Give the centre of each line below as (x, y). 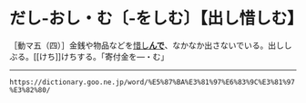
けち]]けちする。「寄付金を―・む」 (104, 56)
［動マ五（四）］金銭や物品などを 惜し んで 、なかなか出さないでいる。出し (147, 45)
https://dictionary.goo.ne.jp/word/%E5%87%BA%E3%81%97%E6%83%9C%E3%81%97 (153, 82)
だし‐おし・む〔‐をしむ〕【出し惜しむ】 (156, 19)
